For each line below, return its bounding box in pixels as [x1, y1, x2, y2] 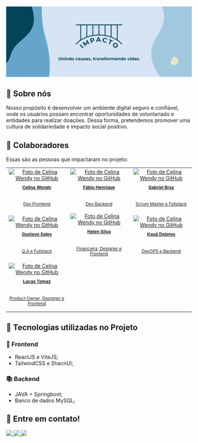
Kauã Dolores [147, 231, 176, 238]
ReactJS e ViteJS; [14, 353, 59, 360]
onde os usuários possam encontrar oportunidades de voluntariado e [6, 110, 174, 118]
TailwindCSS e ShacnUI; [14, 360, 74, 367]
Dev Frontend [23, 201, 51, 207]
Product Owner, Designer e [9, 296, 65, 301]
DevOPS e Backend [141, 248, 181, 254]
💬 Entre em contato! [6, 414, 81, 424]
